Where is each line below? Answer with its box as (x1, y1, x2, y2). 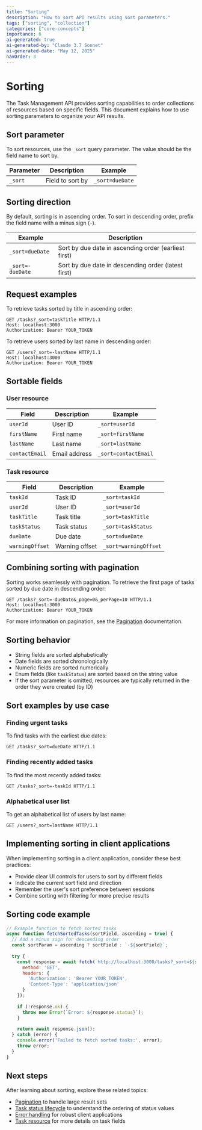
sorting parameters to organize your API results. (6, 112, 125, 119)
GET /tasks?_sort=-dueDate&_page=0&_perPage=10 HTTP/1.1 (6, 597, 152, 603)
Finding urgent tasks (6, 718, 68, 727)
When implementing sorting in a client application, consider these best (6, 854, 181, 861)
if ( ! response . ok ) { (17, 1004, 69, 1010)
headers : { (22, 970, 50, 976)
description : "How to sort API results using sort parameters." (6, 14, 171, 20)
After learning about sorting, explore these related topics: (6, 1087, 148, 1094)
